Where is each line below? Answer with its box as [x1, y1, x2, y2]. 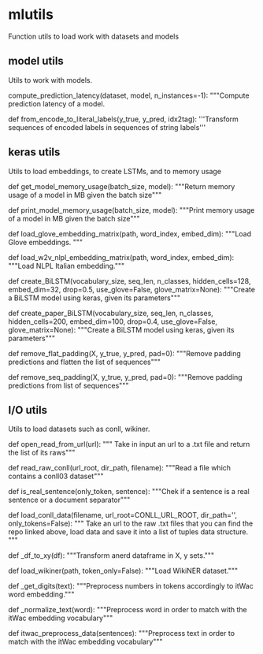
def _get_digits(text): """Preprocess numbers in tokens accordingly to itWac [8, 582, 254, 591]
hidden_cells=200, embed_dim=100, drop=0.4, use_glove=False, [8, 317, 218, 326]
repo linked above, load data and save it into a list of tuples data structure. [8, 527, 249, 537]
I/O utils [8, 403, 48, 417]
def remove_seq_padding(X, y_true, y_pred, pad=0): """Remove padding [8, 372, 243, 381]
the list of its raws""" [8, 448, 76, 458]
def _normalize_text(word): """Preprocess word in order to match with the [8, 605, 247, 615]
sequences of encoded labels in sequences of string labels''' [8, 122, 206, 132]
